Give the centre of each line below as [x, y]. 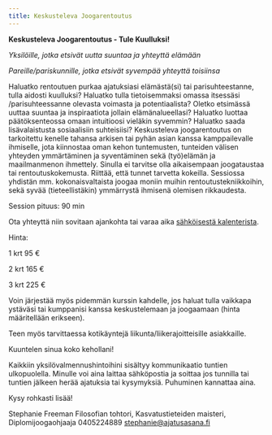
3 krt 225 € [27, 285]
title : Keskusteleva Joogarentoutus [70, 16]
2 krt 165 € [26, 268]
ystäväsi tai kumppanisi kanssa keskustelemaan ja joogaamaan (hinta [124, 309]
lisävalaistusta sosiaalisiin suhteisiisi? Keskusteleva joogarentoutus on [125, 129]
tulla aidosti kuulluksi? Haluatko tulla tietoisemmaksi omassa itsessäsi [124, 95]
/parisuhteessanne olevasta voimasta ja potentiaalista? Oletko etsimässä [130, 103]
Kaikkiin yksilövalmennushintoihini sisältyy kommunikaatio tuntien [118, 365]
